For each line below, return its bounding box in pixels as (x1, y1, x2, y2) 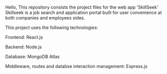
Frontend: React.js (5, 34, 43, 40)
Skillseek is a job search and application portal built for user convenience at (5, 9, 162, 15)
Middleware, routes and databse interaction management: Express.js (5, 63, 147, 69)
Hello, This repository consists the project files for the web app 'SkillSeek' (5, 4, 158, 10)
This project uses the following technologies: (5, 24, 98, 30)
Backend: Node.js (5, 44, 42, 49)
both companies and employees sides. (5, 15, 86, 20)
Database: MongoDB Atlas (5, 53, 60, 59)
